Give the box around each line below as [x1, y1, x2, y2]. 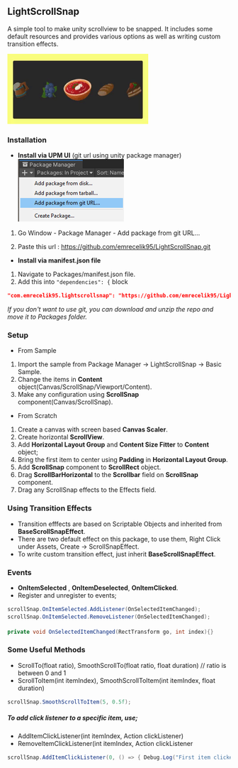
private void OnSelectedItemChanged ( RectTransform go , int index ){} [7, 628, 214, 635]
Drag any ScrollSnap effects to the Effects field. [17, 486, 157, 494]
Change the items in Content [17, 375, 103, 384]
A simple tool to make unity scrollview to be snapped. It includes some [7, 24, 213, 33]
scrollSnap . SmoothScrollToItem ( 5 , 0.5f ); [7, 698, 132, 706]
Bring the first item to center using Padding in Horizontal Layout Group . [17, 456, 228, 464]
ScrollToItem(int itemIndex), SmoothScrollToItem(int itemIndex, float [17, 676, 216, 684]
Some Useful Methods [7, 645, 86, 655]
